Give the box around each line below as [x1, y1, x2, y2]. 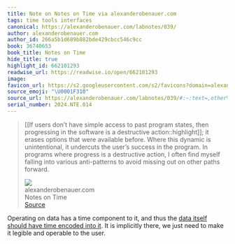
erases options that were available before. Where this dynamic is [24, 135, 211, 143]
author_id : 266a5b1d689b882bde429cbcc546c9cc [7, 36, 142, 43]
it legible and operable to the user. [7, 229, 106, 237]
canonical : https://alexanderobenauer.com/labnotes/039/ [7, 23, 177, 30]
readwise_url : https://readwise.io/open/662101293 [7, 69, 158, 76]
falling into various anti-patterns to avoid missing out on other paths [24, 157, 220, 166]
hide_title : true [7, 56, 58, 63]
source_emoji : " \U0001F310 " [7, 88, 90, 95]
